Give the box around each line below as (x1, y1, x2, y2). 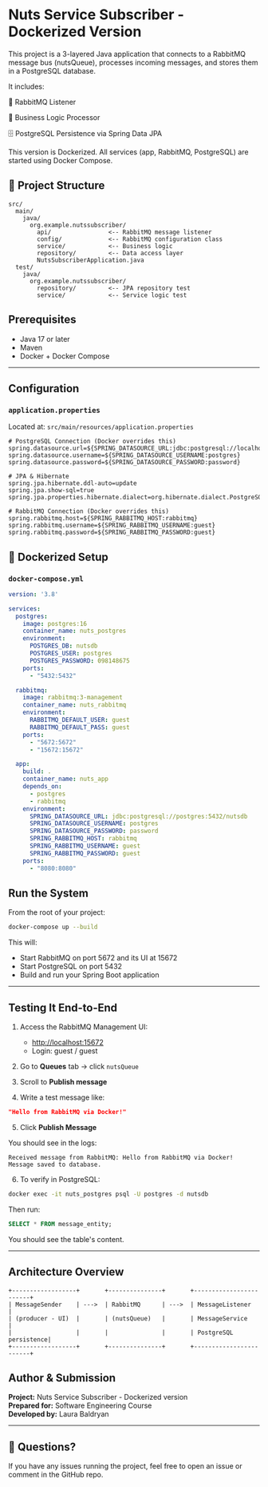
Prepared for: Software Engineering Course (8, 1401, 152, 1410)
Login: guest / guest (31, 1046, 98, 1056)
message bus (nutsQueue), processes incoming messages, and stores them (8, 58, 258, 67)
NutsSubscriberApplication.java (37, 256, 145, 264)
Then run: (8, 1204, 41, 1214)
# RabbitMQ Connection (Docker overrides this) (8, 507, 170, 515)
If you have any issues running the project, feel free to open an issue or (8, 1461, 243, 1471)
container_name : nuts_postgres (22, 627, 127, 635)
